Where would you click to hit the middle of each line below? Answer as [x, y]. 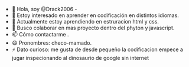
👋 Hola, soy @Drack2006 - [44, 9]
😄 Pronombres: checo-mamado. [52, 43]
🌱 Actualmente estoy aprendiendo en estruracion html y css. [85, 21]
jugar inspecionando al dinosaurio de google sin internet [80, 58]
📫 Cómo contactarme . [40, 34]
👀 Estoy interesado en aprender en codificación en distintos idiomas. [95, 15]
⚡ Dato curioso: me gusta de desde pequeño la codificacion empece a [97, 49]
